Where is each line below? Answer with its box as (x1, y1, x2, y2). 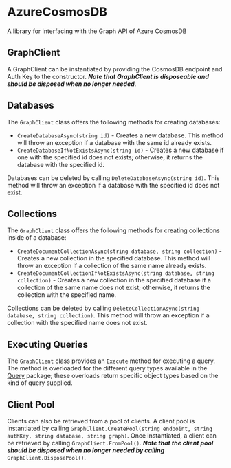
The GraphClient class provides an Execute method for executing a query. (7, 357, 215, 365)
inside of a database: (7, 234, 67, 242)
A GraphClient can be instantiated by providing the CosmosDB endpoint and (7, 65, 223, 73)
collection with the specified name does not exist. (7, 319, 148, 327)
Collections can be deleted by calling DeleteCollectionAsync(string (7, 304, 200, 313)
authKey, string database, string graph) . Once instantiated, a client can (7, 432, 217, 440)
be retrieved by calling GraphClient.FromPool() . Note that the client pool (7, 439, 214, 447)
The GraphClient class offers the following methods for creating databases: (7, 118, 221, 126)
